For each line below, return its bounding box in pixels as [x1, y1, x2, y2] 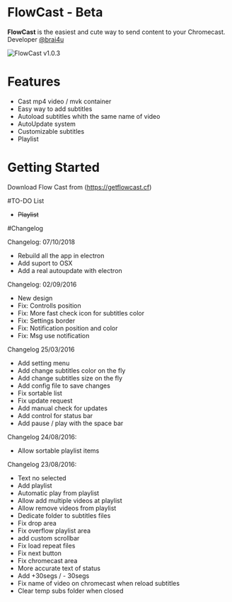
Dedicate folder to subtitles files [17, 511, 111, 520]
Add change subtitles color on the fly [17, 366, 126, 375]
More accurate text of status [17, 564, 101, 572]
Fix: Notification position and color [17, 323, 118, 332]
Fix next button [17, 549, 62, 557]
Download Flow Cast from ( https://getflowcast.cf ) [7, 183, 152, 191]
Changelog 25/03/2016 [7, 345, 75, 354]
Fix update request [17, 396, 73, 405]
